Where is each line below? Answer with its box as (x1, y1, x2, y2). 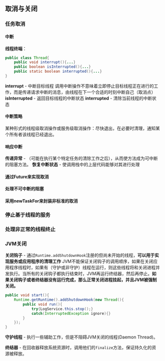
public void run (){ (23, 302, 63, 307)
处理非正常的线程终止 (5, 226, 55, 232)
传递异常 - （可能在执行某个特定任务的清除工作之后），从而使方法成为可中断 (5, 155, 158, 161)
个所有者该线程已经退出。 (5, 131, 57, 137)
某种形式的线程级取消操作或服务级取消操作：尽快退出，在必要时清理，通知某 (5, 126, 160, 131)
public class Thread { (5, 55, 50, 60)
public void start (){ (5, 293, 50, 298)
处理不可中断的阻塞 (5, 186, 44, 192)
